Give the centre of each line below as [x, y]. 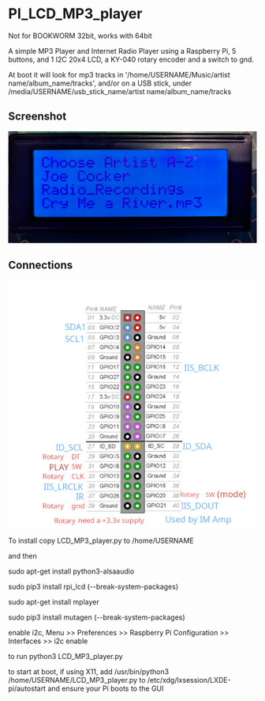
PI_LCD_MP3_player [75, 14]
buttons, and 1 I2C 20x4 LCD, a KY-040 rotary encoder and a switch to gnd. [131, 59]
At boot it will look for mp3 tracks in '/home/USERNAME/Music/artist [119, 74]
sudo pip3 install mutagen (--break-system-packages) [97, 617]
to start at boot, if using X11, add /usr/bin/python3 [89, 672]
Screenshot [37, 117]
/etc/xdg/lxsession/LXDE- [189, 680]
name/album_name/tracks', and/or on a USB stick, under [100, 83]
